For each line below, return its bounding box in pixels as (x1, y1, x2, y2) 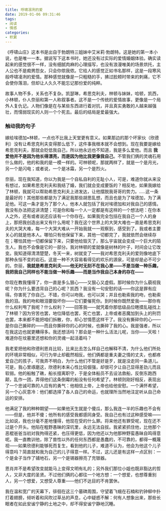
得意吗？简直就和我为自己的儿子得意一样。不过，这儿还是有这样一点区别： (5, 449, 157, 455)
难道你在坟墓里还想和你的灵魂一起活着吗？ (5, 335, 92, 341)
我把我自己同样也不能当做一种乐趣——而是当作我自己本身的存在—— (5, 269, 144, 275)
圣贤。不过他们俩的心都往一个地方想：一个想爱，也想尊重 (35, 472, 152, 478)
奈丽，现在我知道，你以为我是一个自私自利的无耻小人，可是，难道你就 (5, 176, 148, 182)
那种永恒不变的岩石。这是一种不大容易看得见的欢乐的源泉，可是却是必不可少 (5, 257, 161, 263)
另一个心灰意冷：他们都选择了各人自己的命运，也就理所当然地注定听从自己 (5, 389, 157, 395)
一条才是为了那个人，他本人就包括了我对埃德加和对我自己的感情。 (26, 201, 161, 207)
